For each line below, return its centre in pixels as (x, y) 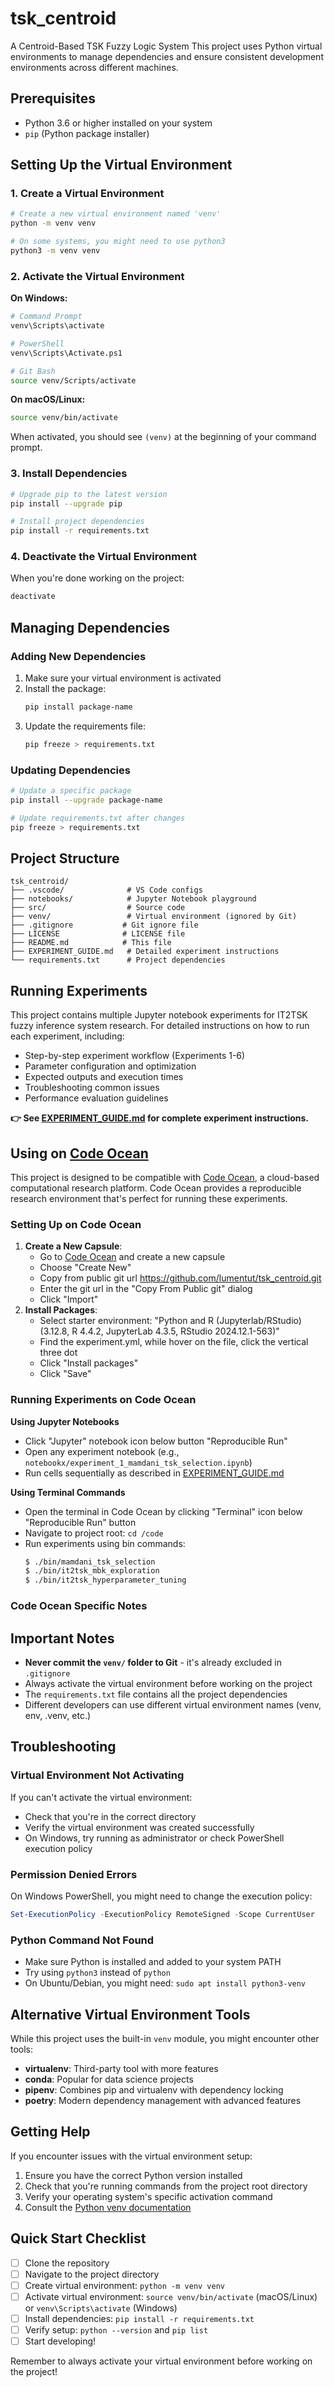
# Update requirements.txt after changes (98, 818)
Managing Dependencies (90, 627)
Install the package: (65, 689)
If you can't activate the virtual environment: (101, 1797)
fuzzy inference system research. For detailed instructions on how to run (160, 1026)
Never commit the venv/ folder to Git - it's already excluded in (153, 1662)
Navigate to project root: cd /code (94, 1533)
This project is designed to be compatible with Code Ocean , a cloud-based (165, 1177)
